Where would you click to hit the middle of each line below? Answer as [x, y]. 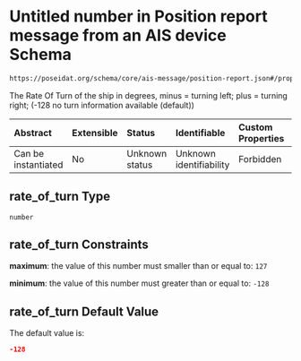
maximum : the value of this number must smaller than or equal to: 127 [138, 266]
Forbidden [260, 159]
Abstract [33, 133]
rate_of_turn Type [60, 197]
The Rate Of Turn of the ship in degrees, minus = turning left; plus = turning [149, 95]
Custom [256, 127]
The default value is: [47, 333]
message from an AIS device [118, 35]
